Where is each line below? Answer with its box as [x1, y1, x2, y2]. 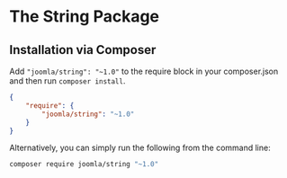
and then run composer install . [9, 76, 126, 86]
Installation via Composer [9, 42, 157, 58]
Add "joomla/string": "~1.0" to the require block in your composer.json [9, 66, 279, 76]
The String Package [9, 6, 160, 27]
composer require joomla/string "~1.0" [9, 160, 159, 169]
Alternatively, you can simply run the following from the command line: [9, 142, 272, 154]
